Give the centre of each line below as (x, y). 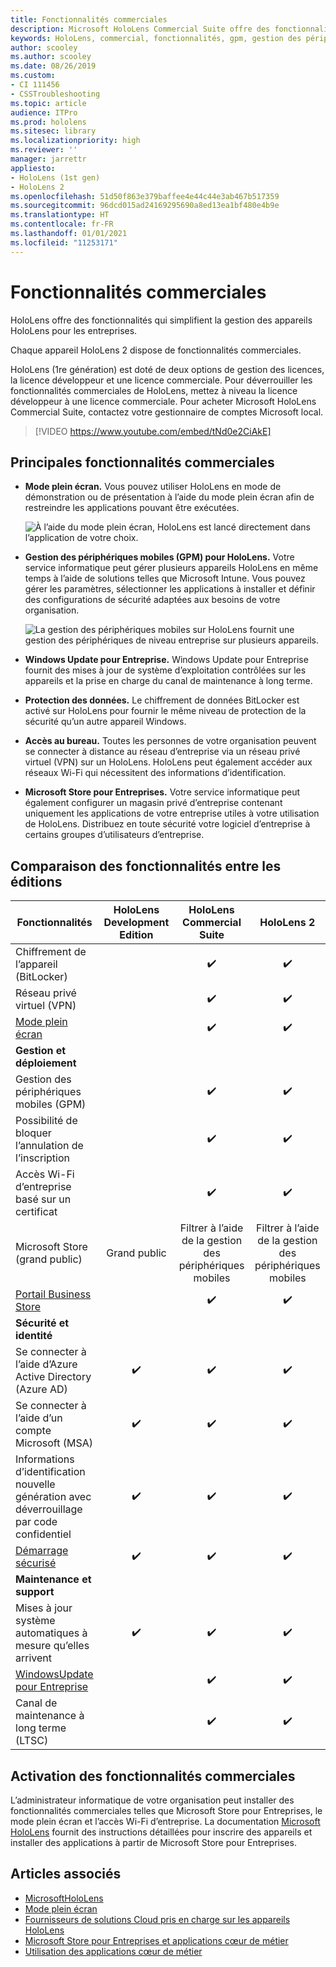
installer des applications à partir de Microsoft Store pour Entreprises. (153, 1842)
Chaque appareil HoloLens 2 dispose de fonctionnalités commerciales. (156, 350)
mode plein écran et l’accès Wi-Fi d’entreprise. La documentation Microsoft (165, 1821)
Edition (136, 935)
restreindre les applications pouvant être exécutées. (132, 508)
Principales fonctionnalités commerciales (142, 462)
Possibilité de (46, 1121)
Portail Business (53, 1294)
